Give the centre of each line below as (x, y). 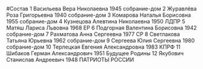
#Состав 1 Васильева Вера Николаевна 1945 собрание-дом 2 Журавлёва (101, 9)
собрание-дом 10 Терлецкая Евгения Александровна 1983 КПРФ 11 (93, 47)
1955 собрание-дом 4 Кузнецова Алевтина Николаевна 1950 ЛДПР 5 (96, 21)
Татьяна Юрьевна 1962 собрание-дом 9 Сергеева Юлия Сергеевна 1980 (101, 40)
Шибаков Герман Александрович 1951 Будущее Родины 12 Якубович (95, 53)
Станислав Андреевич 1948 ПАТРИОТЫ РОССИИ (70, 60)
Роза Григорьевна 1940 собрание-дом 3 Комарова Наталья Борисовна (99, 15)
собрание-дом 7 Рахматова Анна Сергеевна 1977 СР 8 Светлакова (93, 34)
